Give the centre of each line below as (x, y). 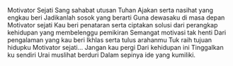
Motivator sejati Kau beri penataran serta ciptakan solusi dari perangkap (113, 25)
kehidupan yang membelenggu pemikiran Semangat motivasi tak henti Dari (117, 32)
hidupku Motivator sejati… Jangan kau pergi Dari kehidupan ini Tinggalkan (116, 47)
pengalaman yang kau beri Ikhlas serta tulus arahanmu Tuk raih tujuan (110, 40)
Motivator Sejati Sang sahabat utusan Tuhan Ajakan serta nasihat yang (110, 10)
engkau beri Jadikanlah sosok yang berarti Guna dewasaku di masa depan (116, 18)
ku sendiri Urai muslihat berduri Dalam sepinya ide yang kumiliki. (102, 55)
